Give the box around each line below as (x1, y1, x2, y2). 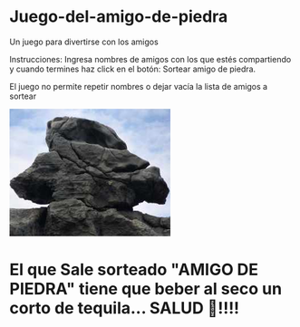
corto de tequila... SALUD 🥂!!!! (9, 298, 240, 319)
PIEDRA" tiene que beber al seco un (9, 279, 283, 300)
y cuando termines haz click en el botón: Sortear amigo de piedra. (9, 63, 256, 74)
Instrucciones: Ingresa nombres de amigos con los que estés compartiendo (9, 53, 292, 64)
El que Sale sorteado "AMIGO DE (9, 260, 259, 280)
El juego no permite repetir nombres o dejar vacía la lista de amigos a (9, 81, 268, 91)
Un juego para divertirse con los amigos (9, 36, 159, 47)
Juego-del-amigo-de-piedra (9, 6, 228, 27)
